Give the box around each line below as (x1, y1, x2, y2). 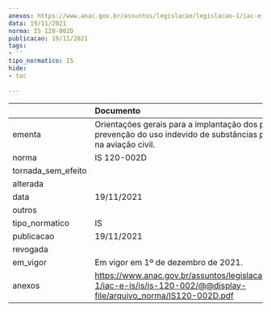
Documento (94, 105, 141, 116)
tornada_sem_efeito (12, 164, 87, 176)
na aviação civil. (94, 139, 156, 150)
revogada (12, 243, 48, 255)
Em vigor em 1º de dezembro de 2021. (94, 256, 244, 268)
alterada (12, 178, 44, 189)
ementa (12, 128, 42, 139)
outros (12, 204, 38, 215)
